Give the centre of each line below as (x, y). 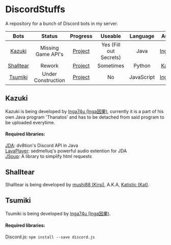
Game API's (49, 54)
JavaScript (142, 77)
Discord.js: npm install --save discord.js (50, 237)
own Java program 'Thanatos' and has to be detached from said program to (85, 117)
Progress (81, 36)
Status (50, 36)
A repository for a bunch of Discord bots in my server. (62, 23)
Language (142, 36)
